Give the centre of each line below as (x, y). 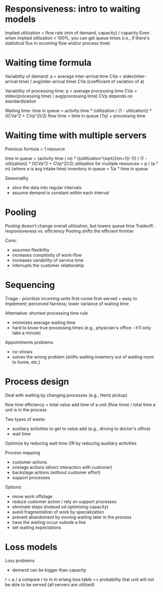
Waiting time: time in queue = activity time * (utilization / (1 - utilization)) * (78, 110)
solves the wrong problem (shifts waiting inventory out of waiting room (83, 357)
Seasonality (17, 178)
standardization (21, 101)
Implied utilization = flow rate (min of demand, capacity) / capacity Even (77, 33)
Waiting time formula (48, 63)
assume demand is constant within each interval (61, 193)
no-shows (22, 352)
